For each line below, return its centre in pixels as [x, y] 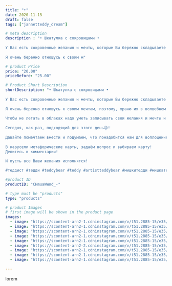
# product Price [23, 66]
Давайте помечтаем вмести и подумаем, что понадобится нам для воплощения [87, 137]
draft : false [19, 19]
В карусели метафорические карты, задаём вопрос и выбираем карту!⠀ [80, 147]
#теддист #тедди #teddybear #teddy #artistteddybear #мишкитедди [76, 171]
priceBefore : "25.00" [28, 76]
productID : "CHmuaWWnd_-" [33, 184]
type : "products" [24, 198]
